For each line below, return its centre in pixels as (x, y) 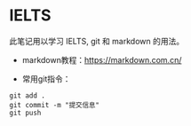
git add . (28, 95)
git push (25, 113)
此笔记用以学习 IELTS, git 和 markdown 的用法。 (97, 41)
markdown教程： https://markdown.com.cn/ (102, 59)
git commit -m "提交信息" (55, 105)
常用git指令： (46, 79)
